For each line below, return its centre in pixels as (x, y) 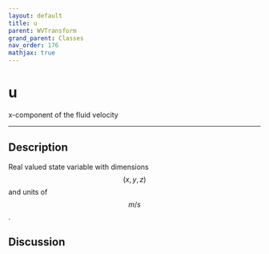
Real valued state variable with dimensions (79, 167)
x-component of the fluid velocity (63, 115)
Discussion (37, 242)
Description (38, 148)
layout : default (35, 16)
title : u (23, 23)
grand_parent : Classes (46, 38)
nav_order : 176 (34, 46)
